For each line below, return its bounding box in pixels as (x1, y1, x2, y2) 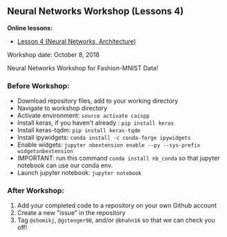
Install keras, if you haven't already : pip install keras (17, 118, 175, 127)
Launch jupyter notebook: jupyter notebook (17, 169, 142, 177)
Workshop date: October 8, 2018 (7, 50, 100, 59)
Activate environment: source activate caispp (17, 112, 150, 120)
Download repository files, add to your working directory (17, 96, 179, 105)
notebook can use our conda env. (17, 161, 113, 169)
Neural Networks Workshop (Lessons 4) (7, 6, 184, 17)
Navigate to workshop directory (17, 104, 108, 112)
